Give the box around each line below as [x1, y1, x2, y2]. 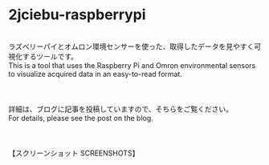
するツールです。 [22, 51, 79, 61]
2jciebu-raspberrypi [8, 6, 146, 24]
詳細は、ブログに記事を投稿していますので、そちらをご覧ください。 [8, 104, 234, 114]
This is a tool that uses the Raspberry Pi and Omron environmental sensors [8, 60, 256, 70]
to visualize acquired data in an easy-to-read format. [8, 69, 183, 78]
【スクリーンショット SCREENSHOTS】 [8, 148, 140, 158]
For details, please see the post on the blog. [8, 113, 154, 123]
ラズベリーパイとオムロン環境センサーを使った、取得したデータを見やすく [8, 42, 255, 51]
